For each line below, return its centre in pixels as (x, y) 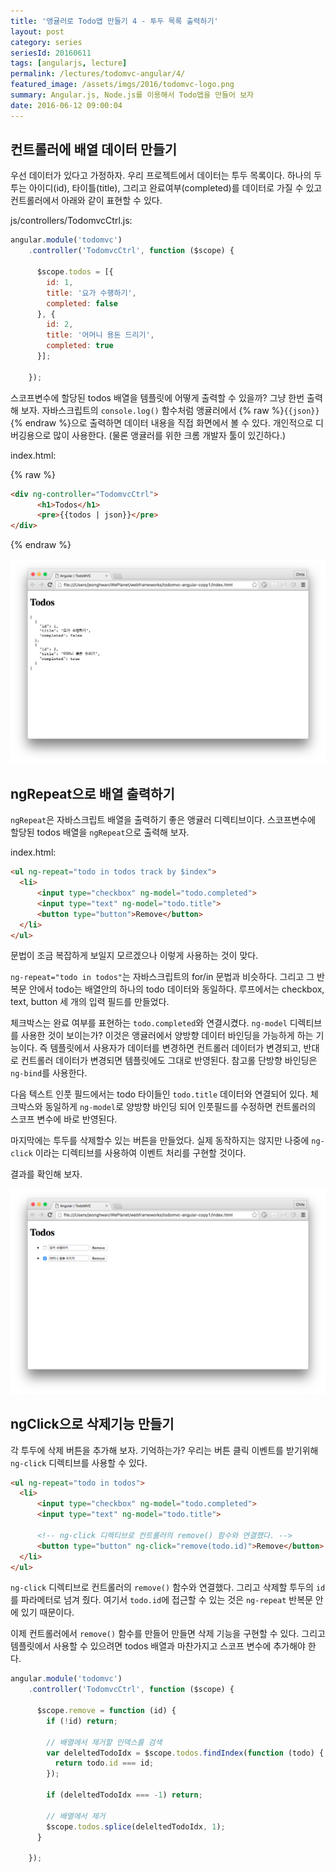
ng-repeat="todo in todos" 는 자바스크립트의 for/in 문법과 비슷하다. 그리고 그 (162, 977)
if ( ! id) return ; (82, 1721)
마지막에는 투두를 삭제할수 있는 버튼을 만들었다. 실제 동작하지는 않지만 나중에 (160, 1141)
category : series (46, 42)
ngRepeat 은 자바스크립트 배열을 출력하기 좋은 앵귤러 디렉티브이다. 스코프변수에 (163, 820)
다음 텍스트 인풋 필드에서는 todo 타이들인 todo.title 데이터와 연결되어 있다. (159, 1094)
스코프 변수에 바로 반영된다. (64, 1119)
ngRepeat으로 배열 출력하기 (92, 793)
